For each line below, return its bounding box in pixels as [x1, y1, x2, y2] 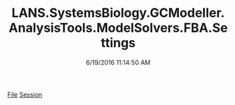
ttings [101, 35, 136, 51]
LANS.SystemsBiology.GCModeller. [11, 5, 225, 21]
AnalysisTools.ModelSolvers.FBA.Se [8, 20, 228, 36]
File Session [7, 90, 43, 99]
